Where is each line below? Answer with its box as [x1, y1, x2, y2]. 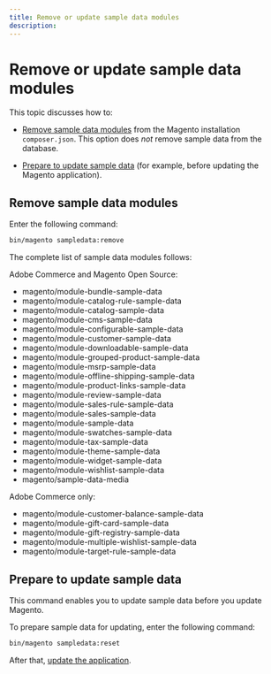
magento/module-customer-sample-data [21, 333, 172, 344]
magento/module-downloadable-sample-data [21, 342, 189, 354]
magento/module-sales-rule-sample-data [21, 399, 174, 410]
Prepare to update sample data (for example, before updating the [21, 160, 260, 171]
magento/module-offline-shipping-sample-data [21, 371, 196, 381]
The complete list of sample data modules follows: [9, 252, 192, 263]
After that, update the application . [9, 655, 132, 665]
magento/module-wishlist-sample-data [21, 465, 165, 476]
